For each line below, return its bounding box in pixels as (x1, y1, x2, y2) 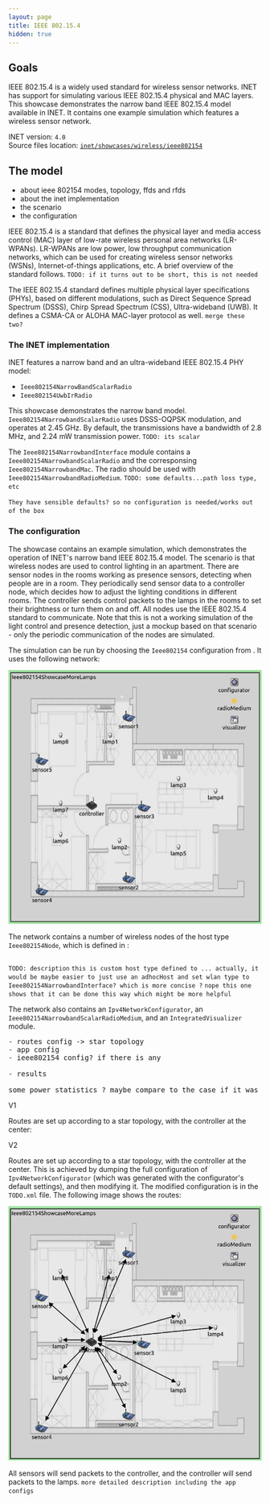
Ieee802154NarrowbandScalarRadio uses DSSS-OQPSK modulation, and (8, 415, 242, 424)
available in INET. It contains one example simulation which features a (8, 108, 239, 118)
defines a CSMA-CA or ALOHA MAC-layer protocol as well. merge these (8, 311, 245, 320)
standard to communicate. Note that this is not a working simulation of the (8, 612, 253, 622)
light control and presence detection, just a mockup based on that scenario (8, 621, 257, 631)
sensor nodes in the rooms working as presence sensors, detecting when (8, 569, 252, 579)
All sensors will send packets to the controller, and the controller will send (8, 1468, 252, 1478)
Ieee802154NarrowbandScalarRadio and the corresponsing (8, 456, 197, 466)
